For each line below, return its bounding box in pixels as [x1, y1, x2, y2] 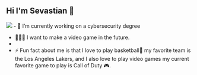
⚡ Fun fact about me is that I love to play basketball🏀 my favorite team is [14, 47, 191, 54]
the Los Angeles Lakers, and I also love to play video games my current [14, 55, 189, 62]
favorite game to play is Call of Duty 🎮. [14, 61, 112, 69]
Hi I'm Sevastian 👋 [6, 6, 75, 16]
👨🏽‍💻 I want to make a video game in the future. [14, 34, 130, 41]
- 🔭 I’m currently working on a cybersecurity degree [13, 22, 141, 30]
